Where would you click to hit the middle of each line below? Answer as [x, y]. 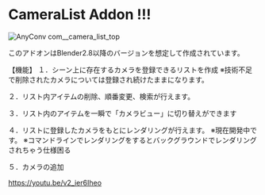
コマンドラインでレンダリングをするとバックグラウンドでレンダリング [142, 140]
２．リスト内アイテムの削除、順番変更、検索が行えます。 [102, 96]
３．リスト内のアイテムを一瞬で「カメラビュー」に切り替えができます [123, 113]
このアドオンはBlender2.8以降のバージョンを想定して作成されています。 [126, 52]
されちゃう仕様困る [40, 150]
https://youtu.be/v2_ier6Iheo [55, 182]
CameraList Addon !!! [80, 15]
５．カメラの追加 [36, 166]
